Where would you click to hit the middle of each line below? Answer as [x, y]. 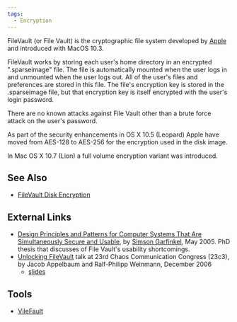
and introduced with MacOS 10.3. [56, 48]
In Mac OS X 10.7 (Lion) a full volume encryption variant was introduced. [112, 156]
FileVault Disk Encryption [54, 195]
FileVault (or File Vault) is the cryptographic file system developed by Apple [117, 40]
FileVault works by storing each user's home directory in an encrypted [110, 62]
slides [37, 272]
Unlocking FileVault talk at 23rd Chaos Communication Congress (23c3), [123, 257]
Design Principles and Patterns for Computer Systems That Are [110, 234]
